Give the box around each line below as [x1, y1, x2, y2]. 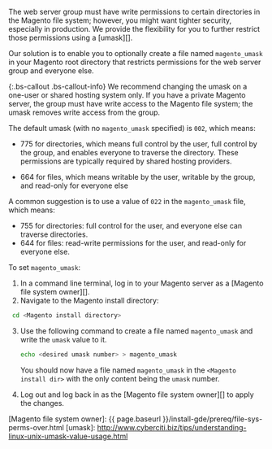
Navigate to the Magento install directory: [19, 296, 159, 305]
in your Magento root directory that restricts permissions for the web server [8, 57, 261, 67]
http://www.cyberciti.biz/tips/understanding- [97, 422, 247, 432]
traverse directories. [19, 229, 89, 239]
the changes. [19, 398, 65, 408]
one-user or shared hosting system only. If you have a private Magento [8, 90, 246, 100]
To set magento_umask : [8, 263, 81, 272]
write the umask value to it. [19, 334, 107, 344]
